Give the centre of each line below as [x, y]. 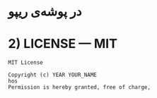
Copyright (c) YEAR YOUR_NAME [53, 75]
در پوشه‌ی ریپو [45, 12]
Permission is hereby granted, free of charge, [80, 87]
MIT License [25, 63]
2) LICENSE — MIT [63, 44]
